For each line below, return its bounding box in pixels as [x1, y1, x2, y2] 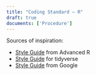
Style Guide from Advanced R [15, 49, 90, 56]
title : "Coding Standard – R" [6, 9, 84, 15]
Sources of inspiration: [6, 37, 64, 45]
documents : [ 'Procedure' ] [6, 20, 72, 26]
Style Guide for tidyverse [15, 55, 78, 63]
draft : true [6, 15, 37, 21]
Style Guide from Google [15, 62, 78, 69]
